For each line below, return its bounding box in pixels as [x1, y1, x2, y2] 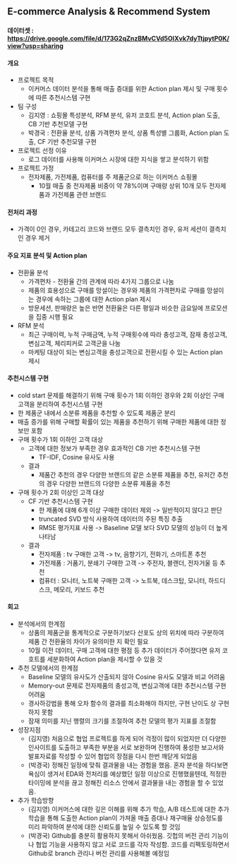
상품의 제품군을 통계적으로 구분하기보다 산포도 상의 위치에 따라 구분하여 [28, 628, 224, 637]
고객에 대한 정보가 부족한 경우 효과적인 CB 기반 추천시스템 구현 [28, 444, 201, 452]
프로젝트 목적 [17, 76, 54, 84]
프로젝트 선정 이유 [17, 146, 67, 155]
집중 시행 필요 [35, 312, 74, 320]
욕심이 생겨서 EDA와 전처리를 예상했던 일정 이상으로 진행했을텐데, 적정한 [28, 769, 227, 778]
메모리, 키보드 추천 [54, 585, 105, 594]
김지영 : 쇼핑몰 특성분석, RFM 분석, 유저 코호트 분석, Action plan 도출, [28, 111, 220, 119]
